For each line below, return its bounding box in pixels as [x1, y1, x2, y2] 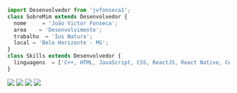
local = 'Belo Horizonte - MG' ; [13, 39, 109, 46]
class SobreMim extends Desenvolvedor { [7, 13, 128, 20]
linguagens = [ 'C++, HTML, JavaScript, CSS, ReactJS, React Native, [13, 59, 222, 66]
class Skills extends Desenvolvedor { [7, 53, 121, 60]
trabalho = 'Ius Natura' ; [13, 32, 93, 40]
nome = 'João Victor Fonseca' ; [13, 20, 119, 27]
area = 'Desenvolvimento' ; [13, 26, 102, 33]
